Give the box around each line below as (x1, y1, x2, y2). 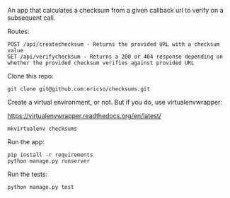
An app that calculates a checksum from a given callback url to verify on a (7, 6, 224, 14)
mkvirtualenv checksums (7, 125, 78, 132)
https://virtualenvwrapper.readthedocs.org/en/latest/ (7, 112, 161, 120)
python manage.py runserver (7, 158, 91, 165)
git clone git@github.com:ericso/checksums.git (7, 86, 151, 93)
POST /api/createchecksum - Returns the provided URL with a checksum (7, 41, 220, 48)
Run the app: (7, 138, 45, 146)
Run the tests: (7, 170, 48, 178)
